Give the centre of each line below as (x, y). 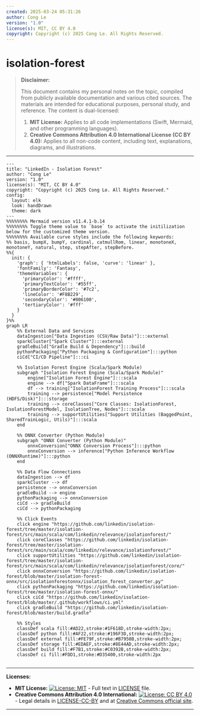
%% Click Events (37, 519)
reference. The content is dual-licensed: (70, 110)
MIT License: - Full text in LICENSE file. (82, 688)
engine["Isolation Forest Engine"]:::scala (82, 378)
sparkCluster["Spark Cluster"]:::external (70, 342)
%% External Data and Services (56, 331)
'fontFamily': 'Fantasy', (49, 268)
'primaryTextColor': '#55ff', (59, 284)
